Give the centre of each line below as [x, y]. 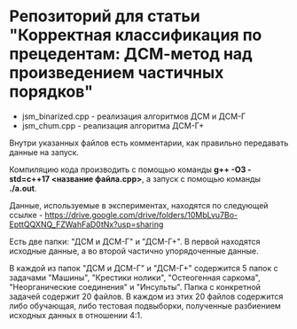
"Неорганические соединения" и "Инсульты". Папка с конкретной [135, 286]
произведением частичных [117, 73]
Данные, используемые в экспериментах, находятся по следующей [139, 205]
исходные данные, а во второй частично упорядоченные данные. [134, 251]
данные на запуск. [44, 152]
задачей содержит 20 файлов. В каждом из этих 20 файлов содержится [146, 296]
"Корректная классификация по [136, 35]
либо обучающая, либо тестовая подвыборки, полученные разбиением [145, 305]
